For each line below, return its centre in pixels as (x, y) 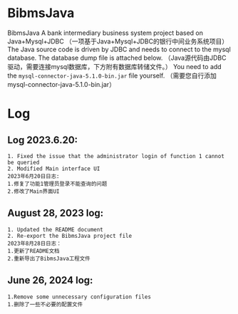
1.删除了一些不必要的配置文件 (45, 304)
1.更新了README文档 (33, 251)
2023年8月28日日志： (35, 244)
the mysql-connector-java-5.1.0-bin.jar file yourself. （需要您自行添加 (112, 75)
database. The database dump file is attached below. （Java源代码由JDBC (117, 58)
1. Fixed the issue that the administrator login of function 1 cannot (116, 156)
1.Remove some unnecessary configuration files (79, 297)
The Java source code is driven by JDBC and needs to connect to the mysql (119, 49)
